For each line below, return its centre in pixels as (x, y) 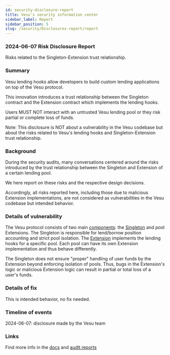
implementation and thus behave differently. (51, 249)
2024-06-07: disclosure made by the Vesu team (55, 323)
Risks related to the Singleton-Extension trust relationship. (66, 57)
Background (21, 151)
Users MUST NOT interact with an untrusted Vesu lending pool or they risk (83, 112)
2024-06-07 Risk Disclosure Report (50, 47)
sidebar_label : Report (29, 19)
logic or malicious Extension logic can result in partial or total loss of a (78, 269)
